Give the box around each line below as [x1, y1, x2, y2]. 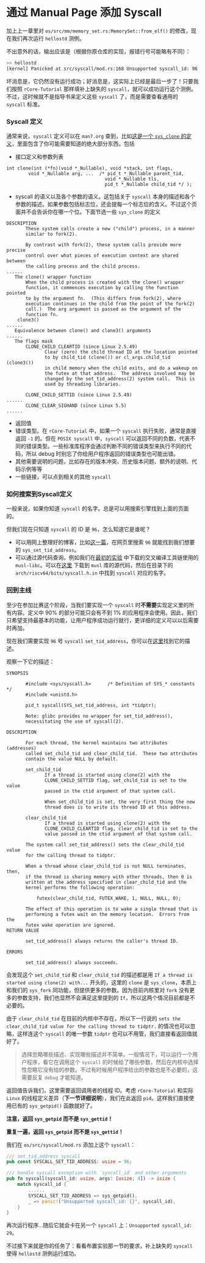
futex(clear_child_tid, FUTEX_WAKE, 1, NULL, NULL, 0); [36, 895, 182, 901]
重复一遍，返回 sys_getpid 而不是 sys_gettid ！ [6, 1128, 124, 1135]
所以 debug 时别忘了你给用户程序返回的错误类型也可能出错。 [26, 450, 179, 457]
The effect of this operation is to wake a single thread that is [25, 906, 198, 912]
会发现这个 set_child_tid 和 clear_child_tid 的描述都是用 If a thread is [6, 971, 193, 978]
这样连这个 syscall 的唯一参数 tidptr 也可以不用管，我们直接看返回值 [16, 1030, 192, 1037]
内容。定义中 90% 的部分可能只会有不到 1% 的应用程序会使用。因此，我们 [11, 609, 198, 616]
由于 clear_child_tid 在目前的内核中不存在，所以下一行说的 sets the [6, 1014, 181, 1022]
